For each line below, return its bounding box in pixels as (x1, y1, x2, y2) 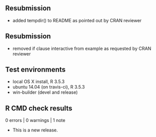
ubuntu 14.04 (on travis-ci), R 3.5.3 (12, 84, 85, 90)
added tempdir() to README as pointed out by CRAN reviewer (12, 17, 142, 23)
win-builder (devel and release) (12, 89, 78, 95)
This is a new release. (12, 127, 58, 133)
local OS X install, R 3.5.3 (12, 79, 65, 85)
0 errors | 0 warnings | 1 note (5, 117, 66, 123)
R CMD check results (5, 104, 73, 112)
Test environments (5, 65, 66, 74)
